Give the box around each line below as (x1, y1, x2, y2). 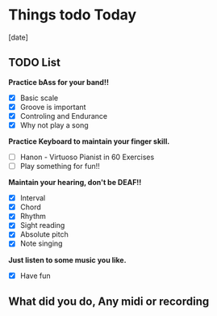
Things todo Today (8, 6, 137, 24)
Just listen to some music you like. (8, 255, 127, 264)
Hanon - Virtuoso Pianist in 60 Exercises (19, 152, 155, 162)
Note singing (19, 238, 63, 248)
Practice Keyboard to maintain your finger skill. (8, 137, 170, 146)
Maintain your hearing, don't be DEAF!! (8, 178, 142, 187)
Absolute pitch (19, 230, 69, 239)
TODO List (8, 56, 61, 70)
